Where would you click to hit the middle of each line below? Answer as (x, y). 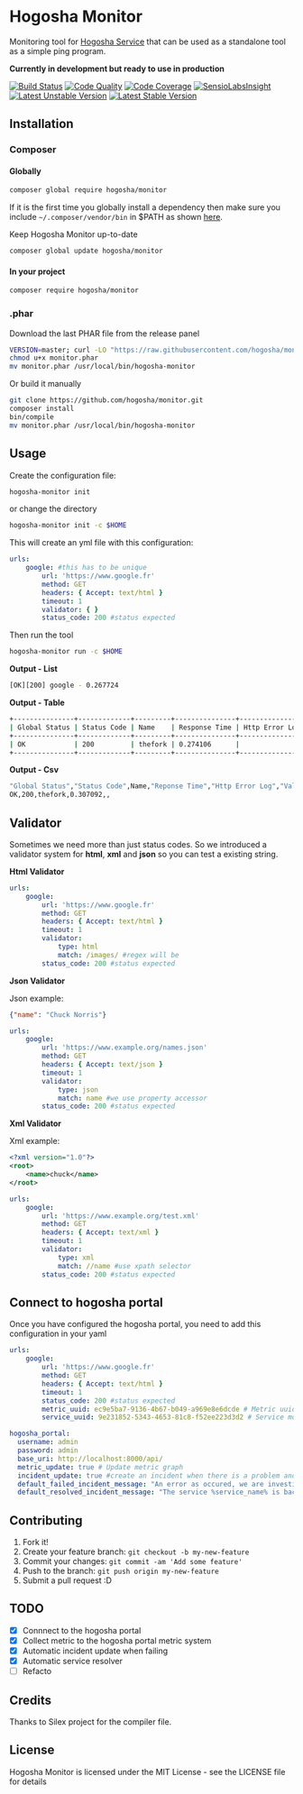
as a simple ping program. (58, 50)
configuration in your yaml (58, 1334)
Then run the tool (41, 635)
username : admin (48, 1442)
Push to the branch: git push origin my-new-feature (120, 1571)
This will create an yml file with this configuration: (101, 543)
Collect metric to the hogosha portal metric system (117, 1640)
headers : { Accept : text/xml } (101, 1232)
